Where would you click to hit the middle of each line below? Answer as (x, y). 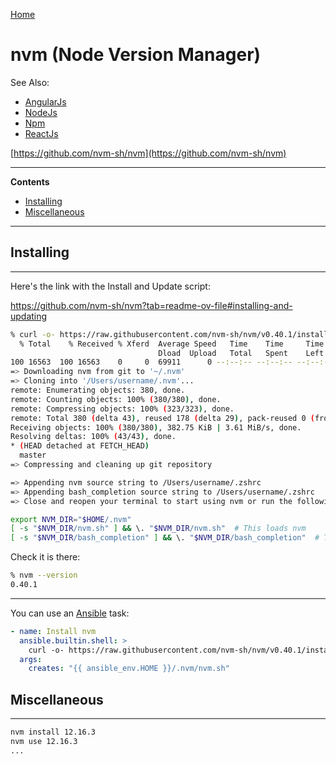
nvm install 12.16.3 (53, 732)
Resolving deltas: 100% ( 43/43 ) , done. (93, 437)
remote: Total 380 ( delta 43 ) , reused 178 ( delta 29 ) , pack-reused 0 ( (162, 418)
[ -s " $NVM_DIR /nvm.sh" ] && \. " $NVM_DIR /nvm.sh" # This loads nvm (158, 529)
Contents (30, 181)
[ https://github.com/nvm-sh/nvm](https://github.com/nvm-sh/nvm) (148, 153)
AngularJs (45, 101)
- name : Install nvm (53, 631)
